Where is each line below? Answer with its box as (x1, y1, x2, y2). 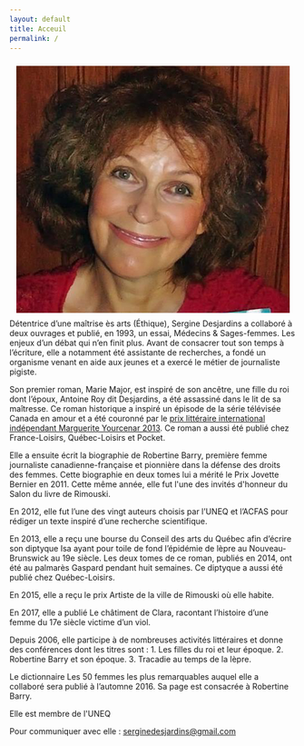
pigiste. (9, 366, 37, 377)
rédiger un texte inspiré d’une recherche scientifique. (9, 516, 208, 527)
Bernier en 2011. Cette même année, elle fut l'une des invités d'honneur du (9, 479, 289, 490)
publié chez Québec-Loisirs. (9, 572, 115, 583)
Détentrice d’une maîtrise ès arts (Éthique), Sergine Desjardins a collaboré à (9, 318, 293, 329)
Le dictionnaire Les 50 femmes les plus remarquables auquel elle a (9, 671, 260, 682)
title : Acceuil (9, 24, 67, 34)
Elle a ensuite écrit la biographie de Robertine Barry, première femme (9, 450, 268, 461)
